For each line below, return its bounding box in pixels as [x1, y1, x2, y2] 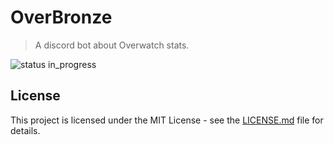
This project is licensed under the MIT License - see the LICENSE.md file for [10, 114, 324, 126]
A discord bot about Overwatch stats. [34, 39, 190, 51]
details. [10, 124, 41, 136]
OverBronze [10, 6, 113, 29]
